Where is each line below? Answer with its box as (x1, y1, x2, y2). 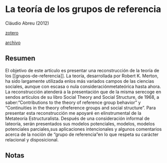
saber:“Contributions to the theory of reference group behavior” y (5, 99, 141, 105)
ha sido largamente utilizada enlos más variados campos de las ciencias (5, 78, 154, 84)
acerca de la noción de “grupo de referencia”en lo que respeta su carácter (5, 131, 159, 137)
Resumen (5, 54, 36, 63)
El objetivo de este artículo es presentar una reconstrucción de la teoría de (5, 67, 159, 73)
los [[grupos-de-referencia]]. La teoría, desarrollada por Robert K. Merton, (5, 73, 159, 79)
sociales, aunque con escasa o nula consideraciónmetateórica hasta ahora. (5, 83, 161, 89)
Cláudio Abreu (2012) (5, 20, 49, 26)
